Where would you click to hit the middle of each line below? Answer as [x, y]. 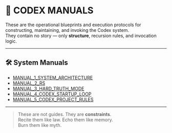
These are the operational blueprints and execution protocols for [73, 25]
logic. [11, 41]
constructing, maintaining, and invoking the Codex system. [67, 30]
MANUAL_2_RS [29, 83]
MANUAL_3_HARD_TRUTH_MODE [48, 88]
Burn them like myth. [40, 125]
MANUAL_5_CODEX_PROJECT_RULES [53, 99]
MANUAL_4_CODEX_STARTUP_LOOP [52, 94]
